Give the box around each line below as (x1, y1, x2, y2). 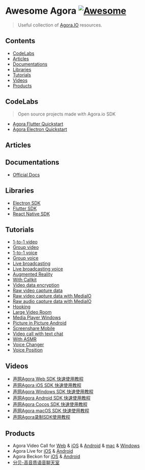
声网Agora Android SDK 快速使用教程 (12, 395, 91, 401)
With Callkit (12, 277, 37, 283)
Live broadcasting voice (12, 266, 64, 272)
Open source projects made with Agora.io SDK (17, 111, 116, 117)
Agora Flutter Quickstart (12, 121, 64, 127)
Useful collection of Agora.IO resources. (17, 22, 103, 28)
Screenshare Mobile (12, 326, 55, 332)
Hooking (12, 304, 31, 310)
